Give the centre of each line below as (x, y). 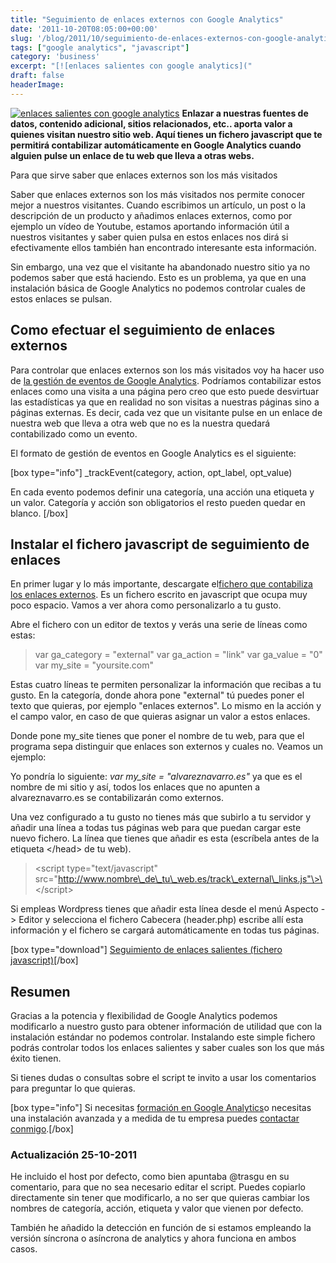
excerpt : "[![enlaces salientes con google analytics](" (131, 66)
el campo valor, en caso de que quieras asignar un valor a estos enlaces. (160, 717)
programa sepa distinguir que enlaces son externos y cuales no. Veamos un (166, 747)
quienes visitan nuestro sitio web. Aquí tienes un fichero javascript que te (166, 134)
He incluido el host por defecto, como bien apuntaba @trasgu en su (150, 1177)
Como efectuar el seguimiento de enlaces (143, 330)
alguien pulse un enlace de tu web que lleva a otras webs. (132, 155)
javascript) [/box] (44, 960)
